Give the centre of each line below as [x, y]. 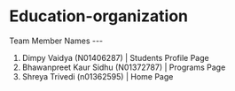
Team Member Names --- [56, 41]
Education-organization [99, 16]
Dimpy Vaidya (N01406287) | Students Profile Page [116, 57]
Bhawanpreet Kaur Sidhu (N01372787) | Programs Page [124, 67]
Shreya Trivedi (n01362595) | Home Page [98, 76]
